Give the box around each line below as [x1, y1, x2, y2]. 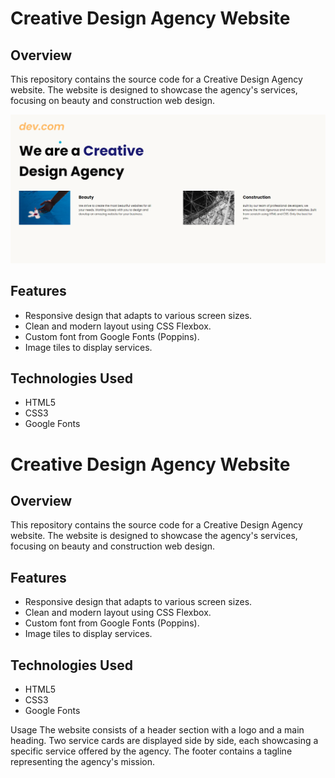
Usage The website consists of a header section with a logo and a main [10, 723, 305, 736]
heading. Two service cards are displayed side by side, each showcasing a [10, 734, 319, 746]
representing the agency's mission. [10, 755, 156, 767]
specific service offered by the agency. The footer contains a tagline [10, 745, 293, 757]
